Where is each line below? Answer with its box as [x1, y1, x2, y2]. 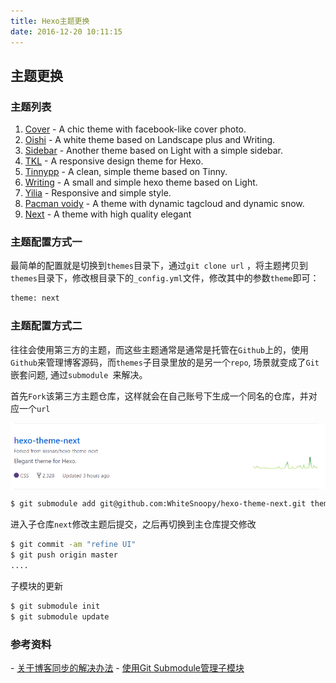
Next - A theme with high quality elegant [24, 208, 192, 220]
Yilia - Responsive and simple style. [24, 187, 172, 199]
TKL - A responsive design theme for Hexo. [24, 155, 204, 167]
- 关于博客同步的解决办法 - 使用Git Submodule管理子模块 [10, 661, 245, 674]
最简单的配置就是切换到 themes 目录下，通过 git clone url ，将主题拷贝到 [10, 260, 308, 272]
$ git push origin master [10, 550, 118, 560]
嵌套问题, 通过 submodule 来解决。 [10, 368, 148, 380]
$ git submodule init [10, 601, 101, 611]
